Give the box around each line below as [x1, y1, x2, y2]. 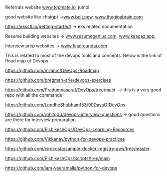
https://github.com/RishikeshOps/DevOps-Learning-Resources [5, 127, 135, 132]
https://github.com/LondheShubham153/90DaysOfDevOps [5, 102, 126, 108]
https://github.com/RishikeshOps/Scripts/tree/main [5, 156, 110, 161]
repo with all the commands [5, 92, 62, 98]
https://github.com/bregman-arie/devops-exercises [5, 77, 111, 83]
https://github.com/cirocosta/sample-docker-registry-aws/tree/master [5, 146, 150, 152]
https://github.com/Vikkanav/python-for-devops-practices [5, 136, 126, 142]
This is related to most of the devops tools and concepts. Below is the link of [5, 52, 162, 58]
